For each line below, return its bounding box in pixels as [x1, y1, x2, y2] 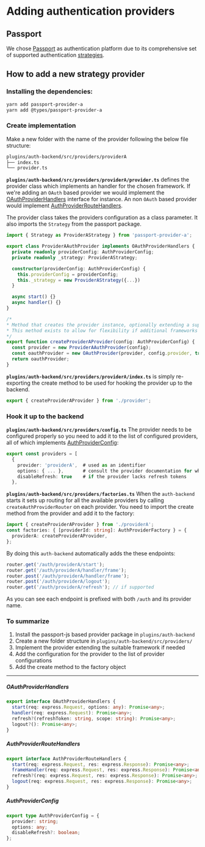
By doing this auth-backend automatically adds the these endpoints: [6, 549, 176, 557]
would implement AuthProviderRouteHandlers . [6, 202, 123, 209]
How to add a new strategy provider [6, 69, 145, 80]
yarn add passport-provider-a [6, 101, 84, 108]
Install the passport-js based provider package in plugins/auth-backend [15, 631, 195, 638]
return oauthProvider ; [12, 356, 70, 362]
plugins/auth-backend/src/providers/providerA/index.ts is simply [6, 372, 175, 380]
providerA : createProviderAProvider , [12, 533, 108, 539]
